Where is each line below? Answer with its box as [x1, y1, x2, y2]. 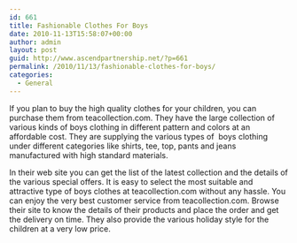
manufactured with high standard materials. [9, 149, 168, 160]
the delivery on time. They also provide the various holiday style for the [9, 214, 270, 224]
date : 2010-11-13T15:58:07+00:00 [9, 29, 133, 38]
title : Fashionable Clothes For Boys [9, 21, 149, 30]
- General [17, 79, 53, 87]
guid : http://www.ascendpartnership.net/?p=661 [9, 54, 189, 63]
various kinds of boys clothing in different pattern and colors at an [9, 121, 251, 133]
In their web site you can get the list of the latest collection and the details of [9, 167, 288, 178]
